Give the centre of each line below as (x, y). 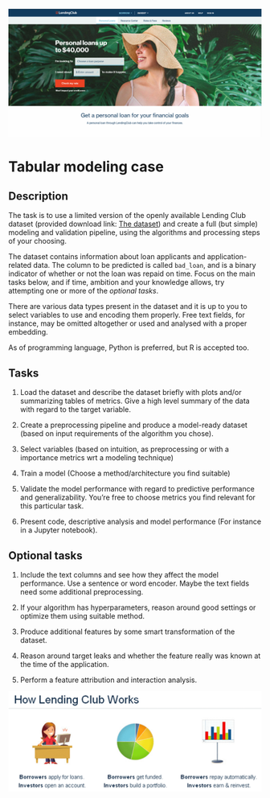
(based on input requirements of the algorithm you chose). (117, 434)
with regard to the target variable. (75, 409)
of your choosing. (37, 241)
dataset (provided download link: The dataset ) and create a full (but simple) (133, 224)
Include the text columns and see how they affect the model (119, 575)
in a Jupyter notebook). (59, 530)
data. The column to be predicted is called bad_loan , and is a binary (145, 265)
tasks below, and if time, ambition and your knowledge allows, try (117, 282)
